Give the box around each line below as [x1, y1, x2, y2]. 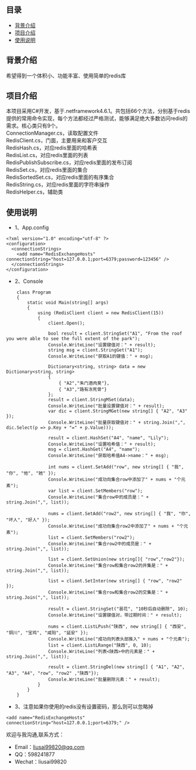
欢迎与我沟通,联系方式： [6, 731, 65, 738]
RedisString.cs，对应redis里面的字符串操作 [6, 181, 110, 188]
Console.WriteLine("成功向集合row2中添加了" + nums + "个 [48, 524, 184, 529]
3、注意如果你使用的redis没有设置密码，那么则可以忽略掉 [14, 703, 154, 710]
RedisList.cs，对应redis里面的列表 [6, 152, 89, 159]
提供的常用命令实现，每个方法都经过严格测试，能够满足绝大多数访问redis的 [6, 115, 188, 122]
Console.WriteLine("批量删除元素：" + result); [48, 676, 160, 683]
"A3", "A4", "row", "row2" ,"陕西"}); [6, 671, 99, 676]
